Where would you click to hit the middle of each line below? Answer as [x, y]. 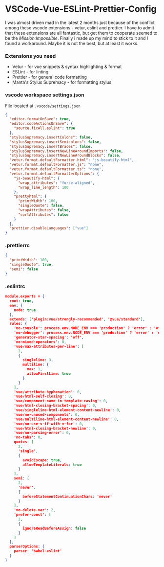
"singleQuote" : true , [31, 265]
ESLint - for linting [30, 72]
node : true [25, 310]
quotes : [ [24, 442]
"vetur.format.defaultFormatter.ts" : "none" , [57, 169]
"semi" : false [24, 269]
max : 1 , [34, 369]
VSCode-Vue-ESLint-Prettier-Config [81, 9]
